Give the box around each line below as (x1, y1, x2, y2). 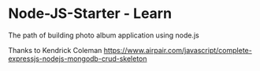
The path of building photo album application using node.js (8, 30, 199, 40)
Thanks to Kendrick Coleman (8, 45, 102, 55)
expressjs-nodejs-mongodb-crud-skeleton (8, 54, 147, 63)
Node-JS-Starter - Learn (8, 5, 172, 23)
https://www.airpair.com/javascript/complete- (103, 45, 252, 55)
